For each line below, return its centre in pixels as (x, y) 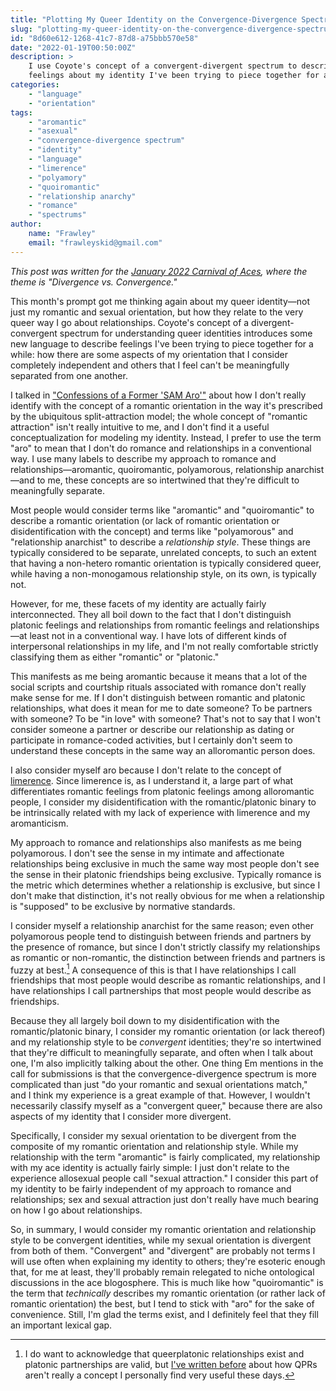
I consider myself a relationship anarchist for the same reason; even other (162, 925)
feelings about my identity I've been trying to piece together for (174, 76)
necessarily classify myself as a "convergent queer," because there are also (166, 1106)
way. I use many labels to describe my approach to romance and (143, 458)
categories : (35, 85)
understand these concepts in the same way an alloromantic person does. (163, 750)
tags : (21, 112)
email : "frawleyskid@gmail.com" (95, 242)
